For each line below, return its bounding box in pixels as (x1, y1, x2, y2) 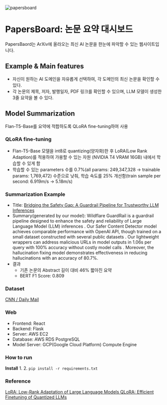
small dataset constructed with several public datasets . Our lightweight (12, 234, 159, 240)
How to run (5, 354, 32, 361)
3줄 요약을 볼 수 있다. (12, 95, 54, 101)
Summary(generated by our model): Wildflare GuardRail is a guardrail (12, 213, 154, 219)
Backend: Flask (12, 325, 44, 331)
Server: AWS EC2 (12, 331, 49, 337)
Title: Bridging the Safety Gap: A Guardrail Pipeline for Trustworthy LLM (12, 202, 159, 208)
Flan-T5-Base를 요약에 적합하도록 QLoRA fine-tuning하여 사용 (5, 123, 128, 129)
